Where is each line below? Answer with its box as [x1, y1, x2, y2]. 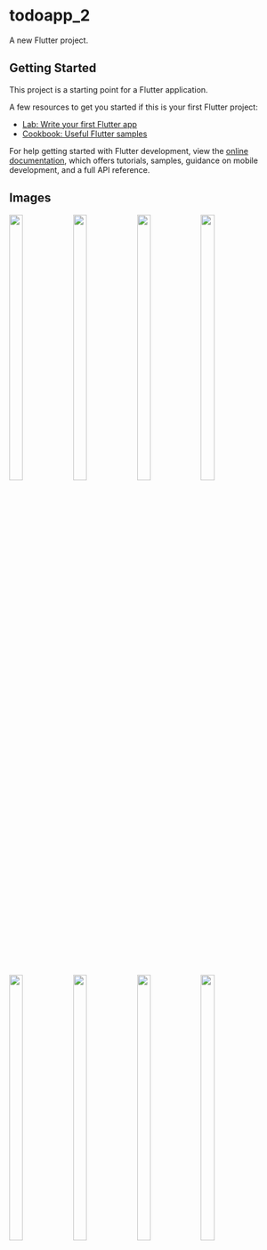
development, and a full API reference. [9, 164, 150, 175]
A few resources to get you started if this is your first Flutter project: [9, 102, 258, 112]
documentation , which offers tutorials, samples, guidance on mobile [9, 155, 258, 166]
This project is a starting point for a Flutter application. [9, 84, 208, 94]
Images [9, 191, 52, 206]
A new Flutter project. [9, 35, 89, 45]
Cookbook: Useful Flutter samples [21, 128, 148, 139]
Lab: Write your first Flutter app [21, 118, 138, 129]
